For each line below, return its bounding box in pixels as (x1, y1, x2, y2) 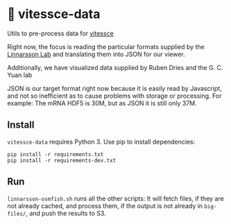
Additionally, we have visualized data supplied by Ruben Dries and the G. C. (7, 63, 223, 71)
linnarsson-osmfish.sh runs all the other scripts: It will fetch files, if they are (7, 194, 224, 203)
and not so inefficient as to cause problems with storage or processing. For (7, 92, 222, 100)
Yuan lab (7, 71, 33, 79)
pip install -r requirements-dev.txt (7, 157, 117, 164)
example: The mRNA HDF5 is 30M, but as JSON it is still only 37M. (7, 98, 197, 107)
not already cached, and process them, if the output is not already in (7, 201, 203, 210)
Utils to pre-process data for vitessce (7, 29, 114, 37)
